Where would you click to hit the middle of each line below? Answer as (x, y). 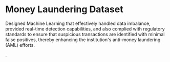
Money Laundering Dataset (65, 9)
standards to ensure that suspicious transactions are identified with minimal (85, 34)
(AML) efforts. (20, 45)
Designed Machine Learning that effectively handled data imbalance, (78, 23)
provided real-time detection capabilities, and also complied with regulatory (85, 28)
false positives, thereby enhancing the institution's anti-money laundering (83, 40)
